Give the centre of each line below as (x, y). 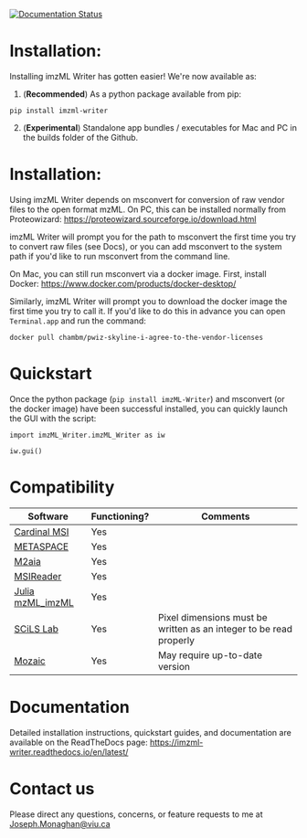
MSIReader (38, 576)
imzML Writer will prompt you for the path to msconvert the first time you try (153, 237)
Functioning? (120, 516)
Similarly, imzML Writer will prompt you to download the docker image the (148, 301)
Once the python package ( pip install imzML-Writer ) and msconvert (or (147, 398)
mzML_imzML (44, 602)
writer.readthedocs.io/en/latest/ (69, 752)
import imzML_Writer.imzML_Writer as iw (88, 435)
